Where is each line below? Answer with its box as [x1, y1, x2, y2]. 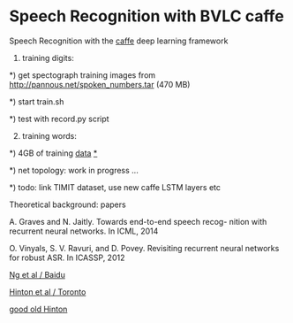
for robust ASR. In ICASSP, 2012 [9, 252, 125, 263]
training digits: [21, 52, 75, 63]
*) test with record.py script [9, 113, 109, 124]
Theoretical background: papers [9, 199, 126, 210]
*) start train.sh [9, 96, 64, 107]
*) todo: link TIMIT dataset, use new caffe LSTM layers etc [9, 181, 222, 192]
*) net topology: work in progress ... [9, 165, 139, 175]
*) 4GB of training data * [9, 148, 98, 158]
